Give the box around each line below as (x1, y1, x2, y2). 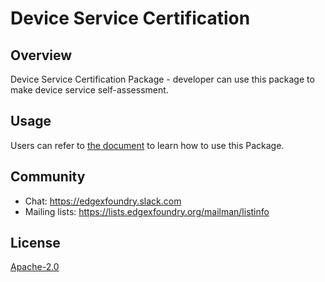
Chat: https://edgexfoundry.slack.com (24, 195, 182, 207)
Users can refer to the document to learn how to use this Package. (10, 139, 285, 151)
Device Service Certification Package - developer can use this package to (10, 73, 315, 85)
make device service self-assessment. (10, 84, 169, 96)
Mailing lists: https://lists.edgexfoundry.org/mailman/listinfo (24, 205, 270, 217)
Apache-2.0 (10, 261, 60, 273)
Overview (10, 47, 73, 64)
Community (10, 168, 86, 186)
